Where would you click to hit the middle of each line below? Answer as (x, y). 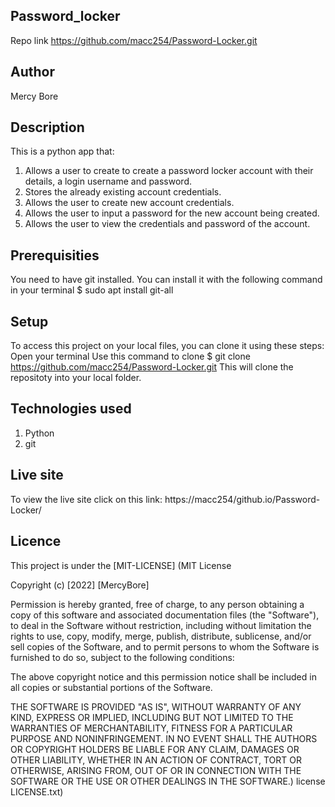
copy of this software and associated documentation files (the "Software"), (165, 615)
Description (47, 127)
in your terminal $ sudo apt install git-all (92, 290)
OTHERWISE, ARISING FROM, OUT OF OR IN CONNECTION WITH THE (156, 770)
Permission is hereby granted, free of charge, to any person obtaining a (157, 604)
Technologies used (71, 409)
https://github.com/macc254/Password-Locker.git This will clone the (152, 367)
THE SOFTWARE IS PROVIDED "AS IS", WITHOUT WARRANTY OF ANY (156, 706)
